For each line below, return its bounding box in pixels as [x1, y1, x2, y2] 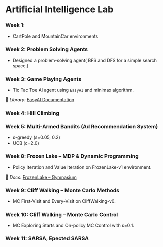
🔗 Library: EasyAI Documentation [5, 97, 75, 103]
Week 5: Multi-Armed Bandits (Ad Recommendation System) [5, 123, 158, 130]
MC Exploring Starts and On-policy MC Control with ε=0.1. [12, 222, 135, 229]
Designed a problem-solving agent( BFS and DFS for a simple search [12, 57, 157, 63]
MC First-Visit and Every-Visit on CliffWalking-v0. [12, 198, 116, 204]
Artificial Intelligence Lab [5, 4, 114, 15]
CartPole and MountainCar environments [12, 33, 99, 39]
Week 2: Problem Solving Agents [5, 46, 88, 53]
